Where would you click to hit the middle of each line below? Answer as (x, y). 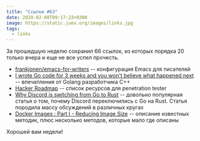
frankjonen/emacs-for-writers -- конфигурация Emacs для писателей (103, 69)
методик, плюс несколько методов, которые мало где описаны (97, 120)
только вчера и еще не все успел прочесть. (63, 58)
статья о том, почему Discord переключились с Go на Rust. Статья (101, 101)
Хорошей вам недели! (35, 132)
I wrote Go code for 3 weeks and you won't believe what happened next (104, 76)
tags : (13, 28)
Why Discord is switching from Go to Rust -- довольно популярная (99, 95)
